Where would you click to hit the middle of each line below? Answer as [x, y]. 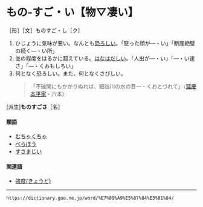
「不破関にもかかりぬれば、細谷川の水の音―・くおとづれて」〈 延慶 [113, 86]
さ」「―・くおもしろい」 [46, 66]
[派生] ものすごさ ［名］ [35, 107]
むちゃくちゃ [31, 136]
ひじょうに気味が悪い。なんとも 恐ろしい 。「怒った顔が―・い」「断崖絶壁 [105, 43]
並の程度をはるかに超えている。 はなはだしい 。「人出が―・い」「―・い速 [105, 58]
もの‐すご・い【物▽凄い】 [72, 12]
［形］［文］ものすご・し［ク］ [45, 30]
